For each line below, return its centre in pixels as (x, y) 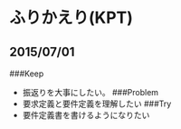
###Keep (27, 74)
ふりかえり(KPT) (71, 18)
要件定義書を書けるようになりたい (86, 115)
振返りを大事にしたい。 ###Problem (90, 92)
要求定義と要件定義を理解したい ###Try (97, 104)
